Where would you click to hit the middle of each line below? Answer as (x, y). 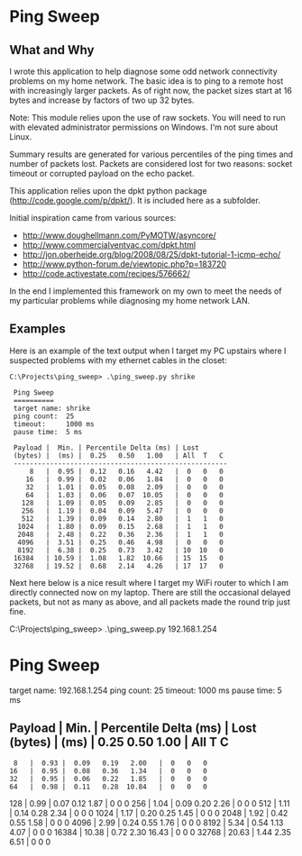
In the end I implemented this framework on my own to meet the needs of (146, 291)
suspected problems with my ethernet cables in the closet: (118, 360)
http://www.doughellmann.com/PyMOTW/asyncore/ (119, 235)
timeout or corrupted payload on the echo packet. (102, 173)
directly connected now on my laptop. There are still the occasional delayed (150, 592)
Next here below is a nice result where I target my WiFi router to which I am (149, 582)
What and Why (52, 50)
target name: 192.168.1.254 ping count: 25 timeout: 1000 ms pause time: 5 (146, 690)
